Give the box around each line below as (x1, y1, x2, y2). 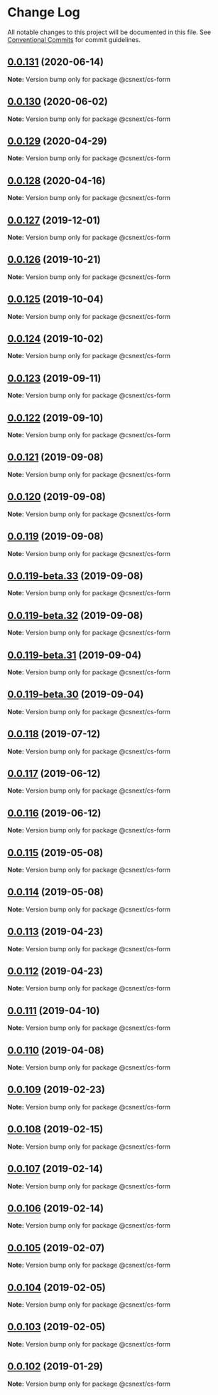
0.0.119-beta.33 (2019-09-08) (7, 570, 143, 582)
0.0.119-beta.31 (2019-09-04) (7, 649, 142, 661)
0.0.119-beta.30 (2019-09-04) (7, 689, 144, 701)
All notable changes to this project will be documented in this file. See (7, 28, 212, 36)
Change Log (7, 4, 80, 21)
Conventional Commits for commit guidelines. (7, 35, 141, 43)
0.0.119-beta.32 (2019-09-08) (7, 610, 143, 622)
